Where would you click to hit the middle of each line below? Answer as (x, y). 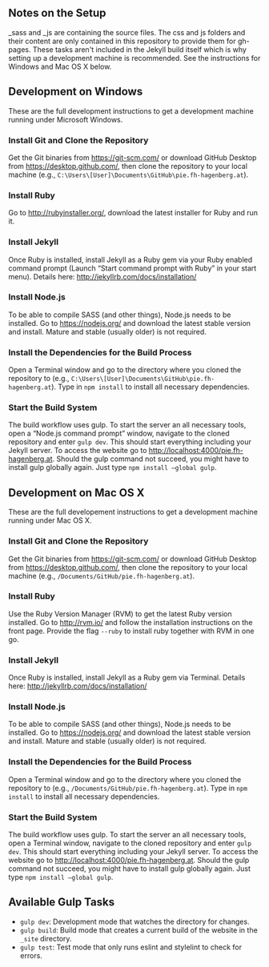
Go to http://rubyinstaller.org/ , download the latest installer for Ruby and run (133, 213)
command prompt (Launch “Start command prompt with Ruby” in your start (132, 268)
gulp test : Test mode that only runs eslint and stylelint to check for (131, 947)
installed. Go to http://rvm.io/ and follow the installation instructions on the (130, 622)
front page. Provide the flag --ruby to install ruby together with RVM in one (131, 631)
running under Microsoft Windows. (66, 119)
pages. (20, 49)
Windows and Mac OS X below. (60, 66)
